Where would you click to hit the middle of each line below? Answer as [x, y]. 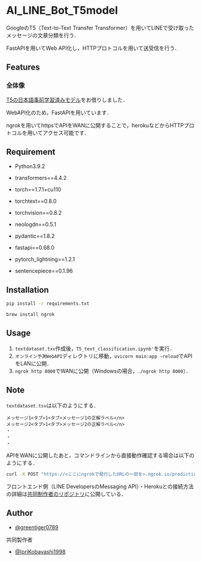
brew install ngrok [31, 315]
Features [23, 67]
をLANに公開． [33, 363]
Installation [28, 289]
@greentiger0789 [36, 527]
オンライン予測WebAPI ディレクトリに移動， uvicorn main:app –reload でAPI [103, 356]
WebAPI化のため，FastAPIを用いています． [59, 112]
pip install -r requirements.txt [48, 304]
